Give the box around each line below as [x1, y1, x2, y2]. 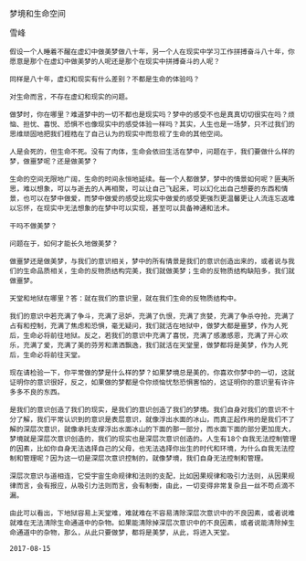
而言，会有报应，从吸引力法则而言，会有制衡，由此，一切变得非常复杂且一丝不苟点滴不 [16, 482, 295, 491]
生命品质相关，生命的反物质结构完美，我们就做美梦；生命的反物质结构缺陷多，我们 [22, 267, 289, 276]
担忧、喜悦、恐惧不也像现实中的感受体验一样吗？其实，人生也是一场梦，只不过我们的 [22, 120, 295, 129]
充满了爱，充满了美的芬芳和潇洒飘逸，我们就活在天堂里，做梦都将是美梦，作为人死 [22, 341, 289, 350]
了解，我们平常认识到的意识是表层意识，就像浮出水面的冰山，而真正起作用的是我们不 [16, 415, 289, 424]
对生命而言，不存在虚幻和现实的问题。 [9, 92, 132, 101]
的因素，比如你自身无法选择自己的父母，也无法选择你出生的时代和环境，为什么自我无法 [9, 444, 289, 453]
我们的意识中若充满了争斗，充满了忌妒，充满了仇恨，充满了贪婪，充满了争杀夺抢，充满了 [9, 312, 295, 321]
